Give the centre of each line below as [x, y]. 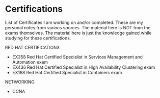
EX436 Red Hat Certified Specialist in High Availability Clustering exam [84, 67]
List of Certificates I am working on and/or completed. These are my [74, 22]
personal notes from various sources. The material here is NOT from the [78, 27]
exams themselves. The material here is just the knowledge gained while [79, 33]
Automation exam [30, 62]
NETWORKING [20, 82]
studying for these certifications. [38, 38]
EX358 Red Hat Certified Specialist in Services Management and [78, 57]
